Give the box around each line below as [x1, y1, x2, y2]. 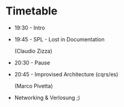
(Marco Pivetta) [14, 82, 54, 90]
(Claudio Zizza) [14, 47, 52, 55]
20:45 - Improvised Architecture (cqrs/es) [14, 70, 119, 78]
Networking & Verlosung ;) [14, 94, 81, 101]
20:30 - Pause [14, 59, 51, 66]
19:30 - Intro [14, 24, 46, 31]
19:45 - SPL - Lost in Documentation [14, 35, 105, 43]
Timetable [5, 4, 58, 18]
